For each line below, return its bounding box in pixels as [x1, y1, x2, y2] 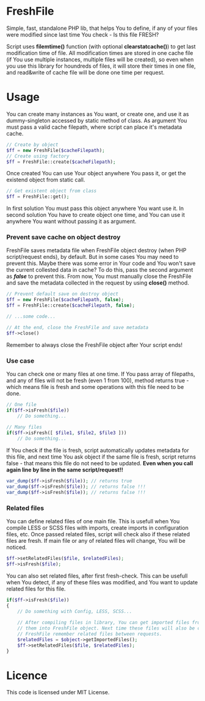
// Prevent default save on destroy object [6, 291, 119, 297]
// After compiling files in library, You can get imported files [17, 620, 190, 626]
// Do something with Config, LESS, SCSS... [17, 608, 132, 614]
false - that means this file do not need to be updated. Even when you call [6, 460, 193, 467]
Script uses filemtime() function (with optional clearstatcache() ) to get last [6, 43, 196, 50]
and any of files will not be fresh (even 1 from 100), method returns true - [6, 377, 189, 384]
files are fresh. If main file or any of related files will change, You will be [6, 537, 186, 545]
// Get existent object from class [6, 188, 97, 194]
